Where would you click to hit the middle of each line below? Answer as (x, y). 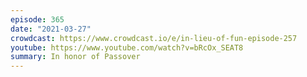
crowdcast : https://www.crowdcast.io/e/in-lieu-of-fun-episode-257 (154, 38)
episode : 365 (37, 19)
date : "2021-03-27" (51, 29)
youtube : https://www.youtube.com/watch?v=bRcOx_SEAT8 (127, 47)
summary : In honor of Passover (75, 57)
